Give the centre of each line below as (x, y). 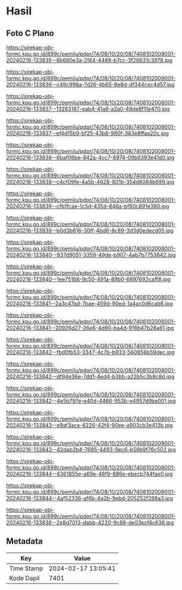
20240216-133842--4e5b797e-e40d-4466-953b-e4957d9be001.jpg (91, 401)
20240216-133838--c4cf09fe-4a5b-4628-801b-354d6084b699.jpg (90, 182)
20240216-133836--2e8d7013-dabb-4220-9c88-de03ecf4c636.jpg (90, 523)
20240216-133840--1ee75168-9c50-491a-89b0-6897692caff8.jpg (89, 279)
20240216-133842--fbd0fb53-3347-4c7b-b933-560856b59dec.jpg (90, 352)
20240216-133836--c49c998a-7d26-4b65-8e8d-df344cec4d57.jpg (90, 84)
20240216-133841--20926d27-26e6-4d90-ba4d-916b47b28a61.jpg (90, 328)
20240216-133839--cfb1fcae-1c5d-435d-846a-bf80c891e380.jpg (88, 206)
